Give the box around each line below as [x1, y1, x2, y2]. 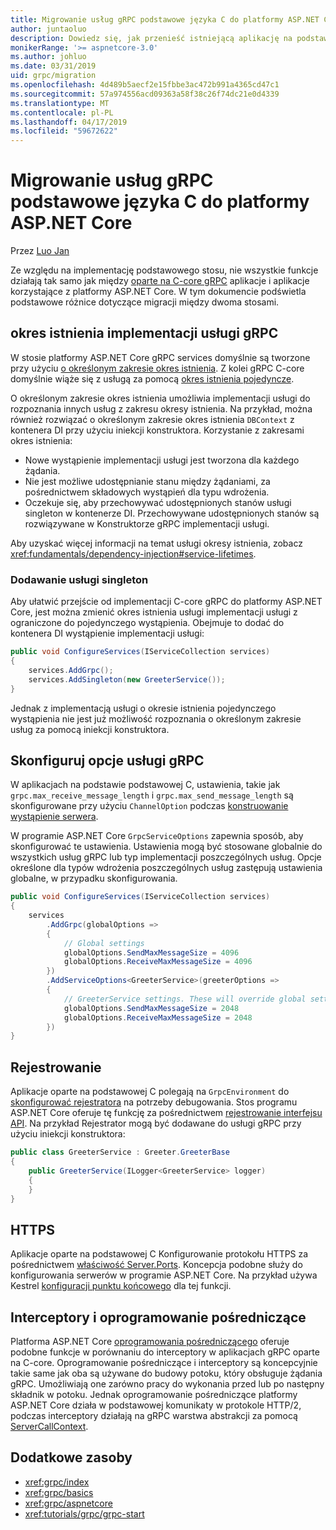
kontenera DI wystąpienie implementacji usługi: [10, 627, 205, 640]
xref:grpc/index [24, 1476, 90, 1488]
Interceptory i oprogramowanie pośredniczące [10, 1309, 307, 1326]
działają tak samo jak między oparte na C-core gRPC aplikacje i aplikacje [10, 275, 310, 287]
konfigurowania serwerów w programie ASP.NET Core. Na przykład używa [10, 1269, 318, 1281]
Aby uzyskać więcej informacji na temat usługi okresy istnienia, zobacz [10, 537, 303, 549]
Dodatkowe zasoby [10, 1449, 133, 1466]
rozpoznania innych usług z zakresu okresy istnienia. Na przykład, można [10, 402, 313, 415]
